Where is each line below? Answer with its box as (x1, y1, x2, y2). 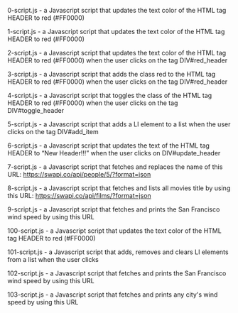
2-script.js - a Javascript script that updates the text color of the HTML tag (7, 49, 227, 57)
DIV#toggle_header (7, 106, 65, 114)
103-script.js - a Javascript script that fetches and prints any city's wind (7, 290, 218, 299)
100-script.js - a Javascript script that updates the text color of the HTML (7, 226, 222, 235)
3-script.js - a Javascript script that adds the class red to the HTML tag (7, 70, 216, 78)
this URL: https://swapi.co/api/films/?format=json (7, 192, 151, 199)
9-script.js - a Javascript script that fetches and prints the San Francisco (7, 205, 220, 214)
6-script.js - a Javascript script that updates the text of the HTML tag (7, 141, 210, 150)
